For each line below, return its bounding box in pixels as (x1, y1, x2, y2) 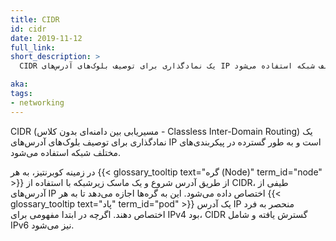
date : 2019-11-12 (10, 33, 83, 43)
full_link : (10, 42, 56, 53)
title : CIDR (10, 14, 60, 25)
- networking (10, 97, 65, 108)
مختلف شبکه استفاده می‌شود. (10, 146, 122, 158)
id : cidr (10, 24, 47, 34)
